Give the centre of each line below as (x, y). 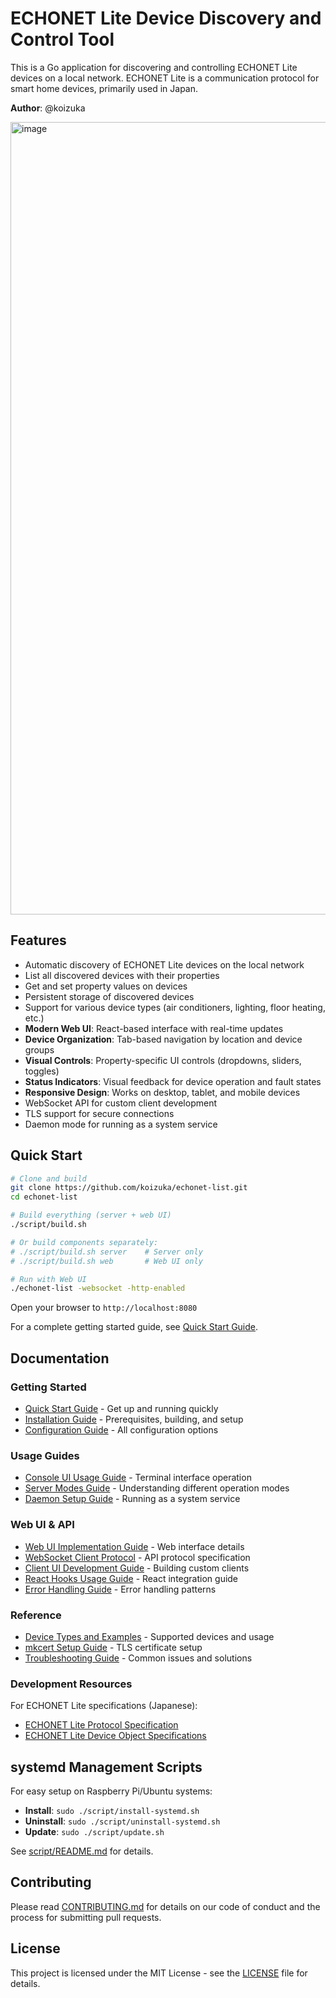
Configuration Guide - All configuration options (121, 1430)
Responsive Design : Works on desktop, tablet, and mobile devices (162, 1092)
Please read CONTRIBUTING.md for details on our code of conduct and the (165, 1906)
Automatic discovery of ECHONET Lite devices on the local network (164, 964)
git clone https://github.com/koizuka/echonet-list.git (129, 1188)
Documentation (60, 1358)
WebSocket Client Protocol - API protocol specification (137, 1557)
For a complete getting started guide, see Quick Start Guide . (134, 1327)
